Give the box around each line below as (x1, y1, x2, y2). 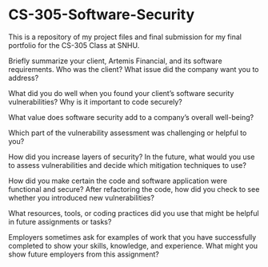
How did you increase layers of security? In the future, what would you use (8, 152, 255, 161)
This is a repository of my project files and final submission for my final (8, 32, 242, 42)
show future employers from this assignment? (8, 249, 160, 259)
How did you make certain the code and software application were (8, 176, 228, 185)
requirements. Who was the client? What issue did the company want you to (8, 64, 259, 74)
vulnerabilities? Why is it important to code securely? (8, 97, 182, 106)
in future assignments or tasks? (8, 217, 112, 226)
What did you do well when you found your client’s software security (8, 88, 234, 98)
